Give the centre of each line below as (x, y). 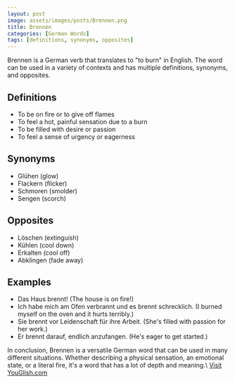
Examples (29, 282)
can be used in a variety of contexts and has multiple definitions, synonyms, (118, 68)
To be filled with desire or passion (66, 129)
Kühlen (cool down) (46, 245)
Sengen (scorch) (42, 198)
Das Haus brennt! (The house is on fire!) (76, 299)
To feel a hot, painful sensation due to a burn (82, 121)
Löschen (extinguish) (48, 238)
